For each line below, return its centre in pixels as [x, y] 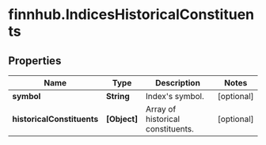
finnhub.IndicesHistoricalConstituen [131, 15]
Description [178, 83]
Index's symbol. [175, 96]
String [118, 96]
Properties [35, 61]
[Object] [122, 119]
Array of [161, 109]
